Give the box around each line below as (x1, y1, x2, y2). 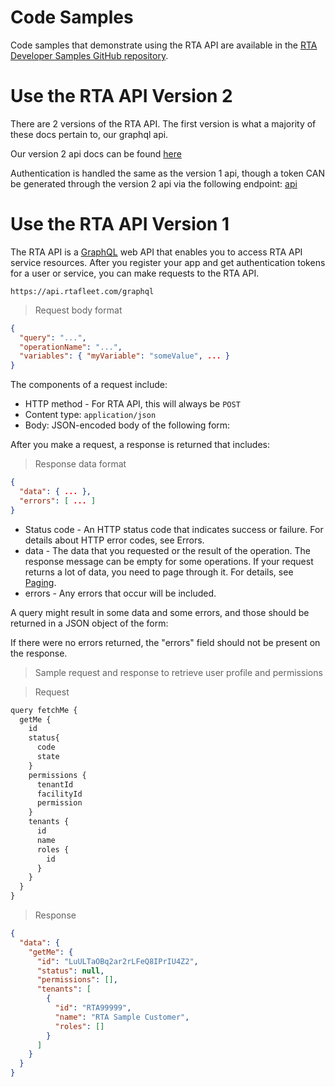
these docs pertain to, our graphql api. (10, 128, 169, 140)
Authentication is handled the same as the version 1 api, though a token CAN (10, 167, 325, 179)
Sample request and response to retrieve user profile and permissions (34, 666, 323, 678)
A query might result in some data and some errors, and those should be (10, 606, 310, 618)
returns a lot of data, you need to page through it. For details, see (24, 566, 294, 578)
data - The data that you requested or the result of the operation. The (24, 544, 311, 556)
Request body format (34, 304, 123, 316)
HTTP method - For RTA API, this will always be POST (24, 398, 241, 410)
